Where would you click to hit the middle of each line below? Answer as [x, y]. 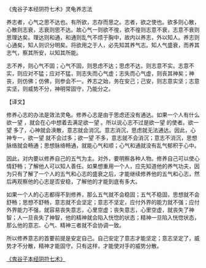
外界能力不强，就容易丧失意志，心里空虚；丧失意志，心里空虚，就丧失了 [97, 210]
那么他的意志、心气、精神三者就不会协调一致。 [65, 225]
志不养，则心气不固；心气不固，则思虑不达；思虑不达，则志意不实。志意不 [100, 66]
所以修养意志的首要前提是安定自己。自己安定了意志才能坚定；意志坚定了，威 [103, 238]
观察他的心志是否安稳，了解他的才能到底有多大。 [79, 182]
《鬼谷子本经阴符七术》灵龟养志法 [49, 9]
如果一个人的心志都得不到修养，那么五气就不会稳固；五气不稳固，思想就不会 [103, 194]
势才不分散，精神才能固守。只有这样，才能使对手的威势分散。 [84, 246]
